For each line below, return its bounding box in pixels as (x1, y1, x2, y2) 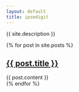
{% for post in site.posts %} (6, 42, 74, 49)
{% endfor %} (6, 80, 40, 87)
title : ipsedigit (6, 14, 49, 20)
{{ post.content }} (6, 74, 49, 81)
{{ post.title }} (6, 58, 59, 68)
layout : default (6, 8, 46, 15)
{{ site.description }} (6, 30, 56, 37)
